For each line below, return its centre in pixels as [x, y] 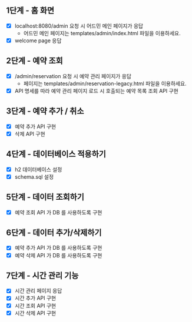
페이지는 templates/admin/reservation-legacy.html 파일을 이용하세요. [105, 83]
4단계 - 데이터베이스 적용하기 [56, 154]
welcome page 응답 [38, 41]
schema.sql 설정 [34, 177]
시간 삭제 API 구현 [35, 313]
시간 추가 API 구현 [35, 298]
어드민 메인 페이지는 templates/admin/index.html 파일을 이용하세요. [102, 33]
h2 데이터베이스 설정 [38, 169]
